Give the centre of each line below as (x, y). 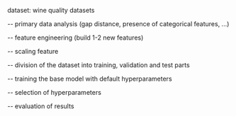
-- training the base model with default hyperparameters (90, 79)
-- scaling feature (33, 51)
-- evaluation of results (41, 106)
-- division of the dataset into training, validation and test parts (99, 65)
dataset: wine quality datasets (51, 10)
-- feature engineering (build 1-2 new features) (75, 37)
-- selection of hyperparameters (54, 92)
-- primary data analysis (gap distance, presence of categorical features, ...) (118, 24)
